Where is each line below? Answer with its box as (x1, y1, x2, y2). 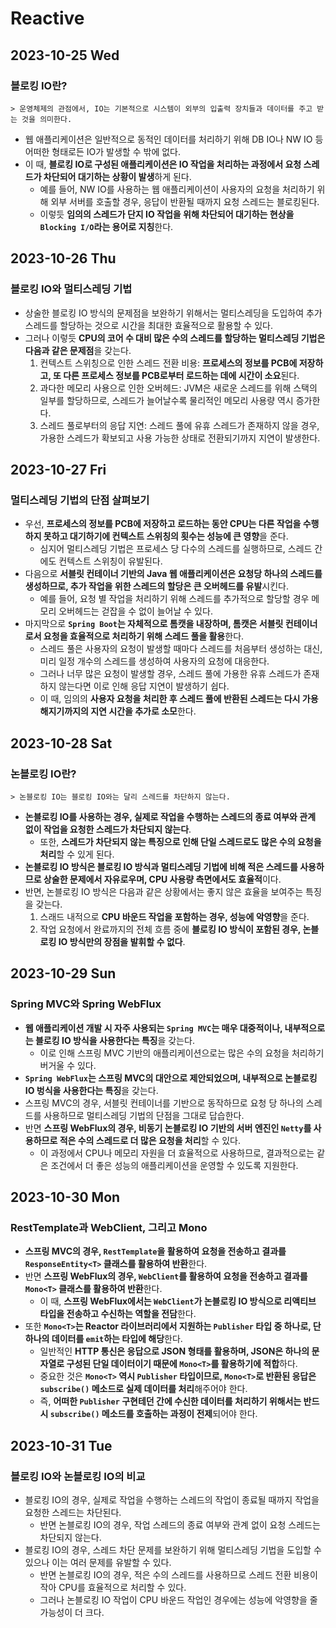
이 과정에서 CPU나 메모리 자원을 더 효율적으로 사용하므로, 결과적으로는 (39, 1147, 315, 1159)
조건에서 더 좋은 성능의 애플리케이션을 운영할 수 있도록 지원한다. (50, 1159, 299, 1171)
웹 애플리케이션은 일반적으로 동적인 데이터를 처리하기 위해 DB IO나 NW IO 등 (24, 133, 324, 145)
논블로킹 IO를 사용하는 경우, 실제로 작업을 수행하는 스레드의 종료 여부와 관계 (24, 810, 317, 822)
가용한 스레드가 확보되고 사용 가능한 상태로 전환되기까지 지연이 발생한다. (39, 432, 321, 444)
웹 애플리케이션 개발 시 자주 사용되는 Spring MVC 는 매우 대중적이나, (24, 1022, 283, 1034)
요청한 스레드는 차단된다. (24, 1507, 122, 1518)
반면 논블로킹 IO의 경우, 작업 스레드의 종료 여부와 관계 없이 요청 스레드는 (39, 1519, 321, 1531)
